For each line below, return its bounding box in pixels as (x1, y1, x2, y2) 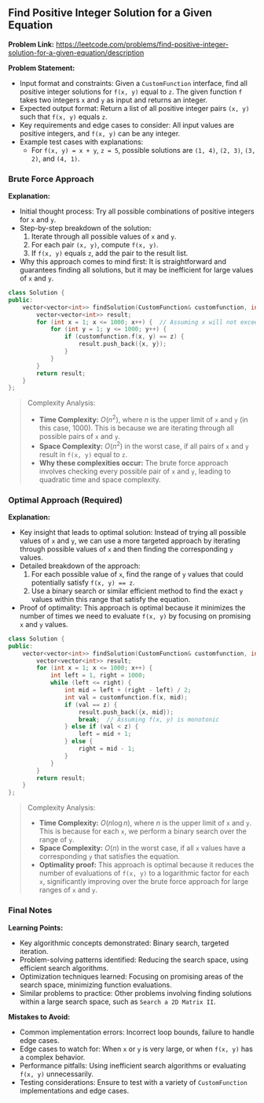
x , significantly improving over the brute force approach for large (38, 877, 249, 886)
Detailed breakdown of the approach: (19, 561, 141, 570)
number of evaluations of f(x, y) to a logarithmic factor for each (38, 868, 250, 878)
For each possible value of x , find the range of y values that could (31, 569, 244, 578)
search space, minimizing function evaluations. (19, 980, 173, 990)
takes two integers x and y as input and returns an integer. (19, 95, 208, 105)
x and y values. (19, 619, 68, 629)
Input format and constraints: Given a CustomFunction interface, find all (19, 78, 247, 87)
